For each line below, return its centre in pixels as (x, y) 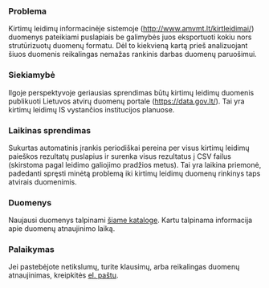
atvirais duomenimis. (43, 181)
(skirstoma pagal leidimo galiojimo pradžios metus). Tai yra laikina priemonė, (135, 164)
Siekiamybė (32, 75)
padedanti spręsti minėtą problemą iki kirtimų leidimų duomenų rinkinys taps (134, 173)
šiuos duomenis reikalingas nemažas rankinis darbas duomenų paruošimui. (132, 55)
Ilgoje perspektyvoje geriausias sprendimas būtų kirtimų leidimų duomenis (131, 92)
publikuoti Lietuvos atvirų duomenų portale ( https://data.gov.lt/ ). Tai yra (126, 101)
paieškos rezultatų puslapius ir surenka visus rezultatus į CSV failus (120, 156)
